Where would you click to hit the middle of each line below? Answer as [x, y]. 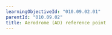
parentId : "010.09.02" [34, 17]
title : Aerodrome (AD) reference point [56, 23]
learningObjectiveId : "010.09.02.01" [53, 12]
